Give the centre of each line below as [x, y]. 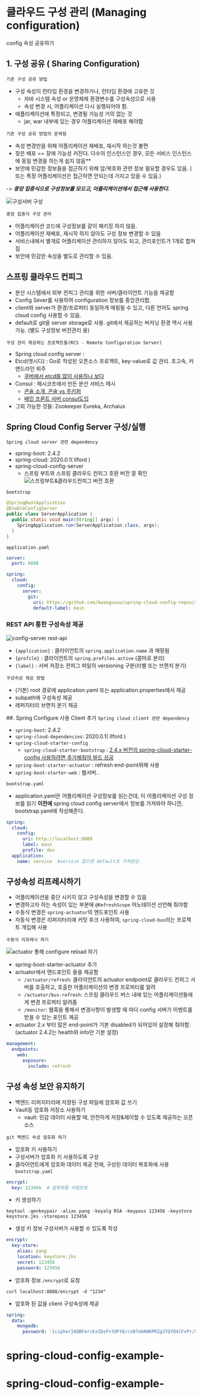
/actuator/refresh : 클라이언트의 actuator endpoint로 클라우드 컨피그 [106, 980]
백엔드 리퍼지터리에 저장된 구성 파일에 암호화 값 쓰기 [76, 1102]
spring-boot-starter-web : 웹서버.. [57, 772]
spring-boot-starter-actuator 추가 [56, 965]
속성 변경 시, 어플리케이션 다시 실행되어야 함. [76, 106]
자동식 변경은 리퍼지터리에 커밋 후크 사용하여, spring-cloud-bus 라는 [95, 920]
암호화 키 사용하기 [36, 1149]
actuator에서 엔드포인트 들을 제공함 [57, 972]
